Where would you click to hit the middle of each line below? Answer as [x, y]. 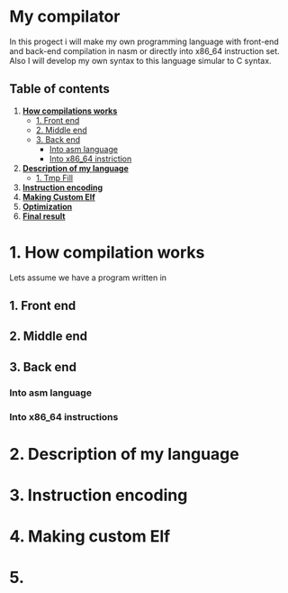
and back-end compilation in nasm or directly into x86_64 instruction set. [145, 50]
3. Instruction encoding [99, 495]
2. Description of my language [125, 454]
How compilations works [70, 111]
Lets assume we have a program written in [88, 278]
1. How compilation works [107, 252]
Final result [44, 216]
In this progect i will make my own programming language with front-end [144, 41]
